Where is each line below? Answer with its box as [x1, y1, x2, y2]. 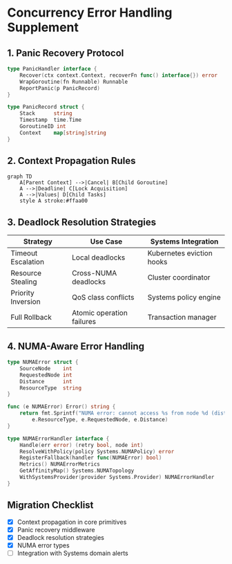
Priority [10, 289, 35, 298]
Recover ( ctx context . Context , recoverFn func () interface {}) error [19, 71, 217, 79]
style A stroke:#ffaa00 [19, 197, 88, 205]
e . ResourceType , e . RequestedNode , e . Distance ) [32, 417, 168, 424]
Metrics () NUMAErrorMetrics [19, 461, 100, 468]
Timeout [10, 248, 38, 258]
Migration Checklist [7, 500, 94, 511]
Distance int [19, 378, 72, 385]
